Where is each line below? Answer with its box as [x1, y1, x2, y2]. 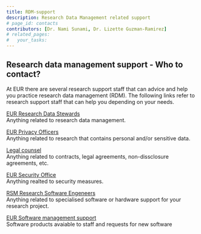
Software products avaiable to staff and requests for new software [6, 220, 172, 228]
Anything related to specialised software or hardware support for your [6, 196, 182, 203]
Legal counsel [6, 146, 41, 154]
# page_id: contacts [6, 20, 59, 26]
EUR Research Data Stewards [6, 110, 80, 117]
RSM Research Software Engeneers [6, 189, 96, 196]
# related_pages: [6, 32, 50, 38]
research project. [6, 202, 50, 210]
